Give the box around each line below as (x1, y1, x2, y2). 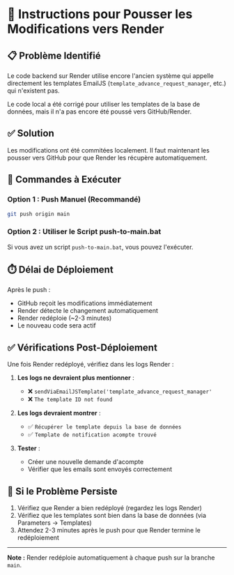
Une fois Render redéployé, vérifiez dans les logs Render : (7, 360, 174, 369)
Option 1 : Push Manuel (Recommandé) (7, 194, 141, 204)
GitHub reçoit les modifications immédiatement (17, 299, 153, 307)
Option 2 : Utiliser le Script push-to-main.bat (7, 227, 162, 236)
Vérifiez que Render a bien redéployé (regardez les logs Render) (17, 504, 202, 512)
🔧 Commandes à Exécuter (7, 174, 122, 185)
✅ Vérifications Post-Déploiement (7, 342, 158, 353)
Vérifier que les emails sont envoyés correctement (27, 465, 173, 473)
